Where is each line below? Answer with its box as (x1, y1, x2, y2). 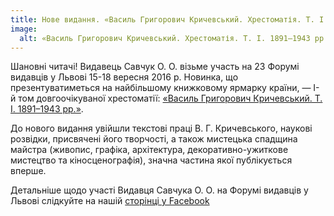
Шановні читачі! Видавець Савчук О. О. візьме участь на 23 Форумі (10, 61, 300, 73)
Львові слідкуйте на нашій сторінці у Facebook (10, 195, 210, 207)
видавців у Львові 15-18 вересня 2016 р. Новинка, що (10, 71, 239, 83)
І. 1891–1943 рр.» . (10, 103, 84, 115)
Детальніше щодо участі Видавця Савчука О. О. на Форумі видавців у (10, 184, 309, 196)
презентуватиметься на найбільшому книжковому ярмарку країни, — (10, 82, 312, 94)
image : (10, 24, 38, 34)
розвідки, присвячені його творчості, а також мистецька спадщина (10, 133, 298, 145)
